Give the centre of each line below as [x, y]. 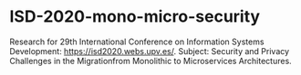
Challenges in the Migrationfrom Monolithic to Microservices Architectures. [150, 61]
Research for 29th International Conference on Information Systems [137, 42]
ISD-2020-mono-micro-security [135, 17]
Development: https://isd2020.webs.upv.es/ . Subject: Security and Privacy [150, 51]
